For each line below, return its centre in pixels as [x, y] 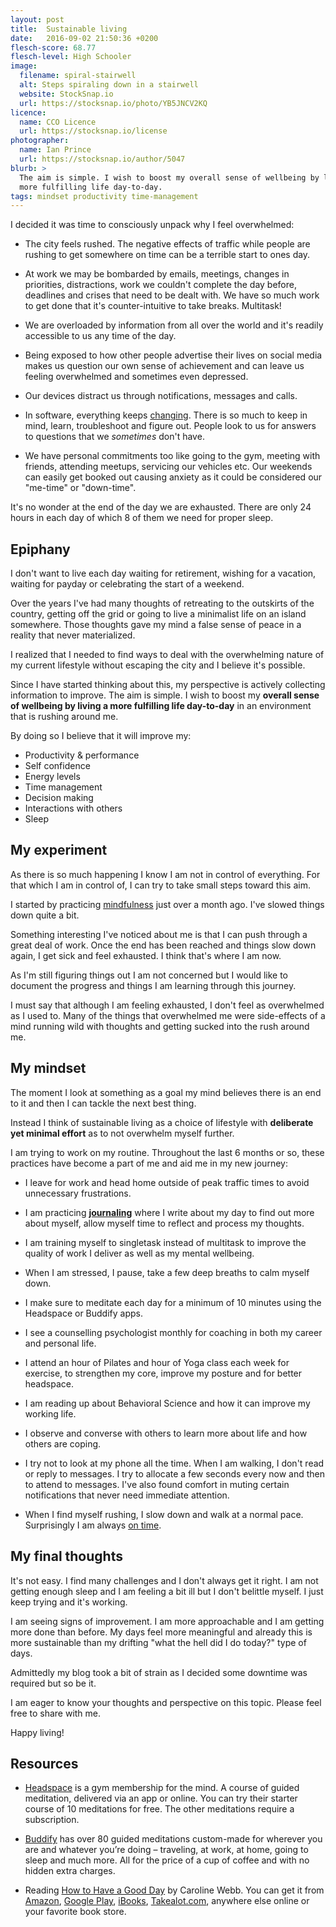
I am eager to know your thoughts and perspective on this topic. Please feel [166, 1702]
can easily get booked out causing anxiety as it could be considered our [173, 477]
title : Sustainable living [69, 29]
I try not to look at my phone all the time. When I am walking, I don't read [174, 1463]
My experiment [59, 850]
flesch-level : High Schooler [71, 57]
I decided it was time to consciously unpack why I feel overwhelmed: [152, 225]
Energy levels [52, 777]
